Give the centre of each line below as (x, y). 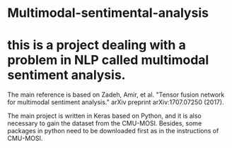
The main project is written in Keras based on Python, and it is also (104, 116)
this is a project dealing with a (97, 45)
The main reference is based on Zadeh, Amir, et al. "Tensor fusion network (116, 95)
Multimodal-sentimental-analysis (108, 13)
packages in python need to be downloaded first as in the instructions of (113, 131)
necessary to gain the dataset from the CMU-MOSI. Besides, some (105, 123)
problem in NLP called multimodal (108, 60)
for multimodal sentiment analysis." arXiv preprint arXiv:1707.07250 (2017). (116, 102)
